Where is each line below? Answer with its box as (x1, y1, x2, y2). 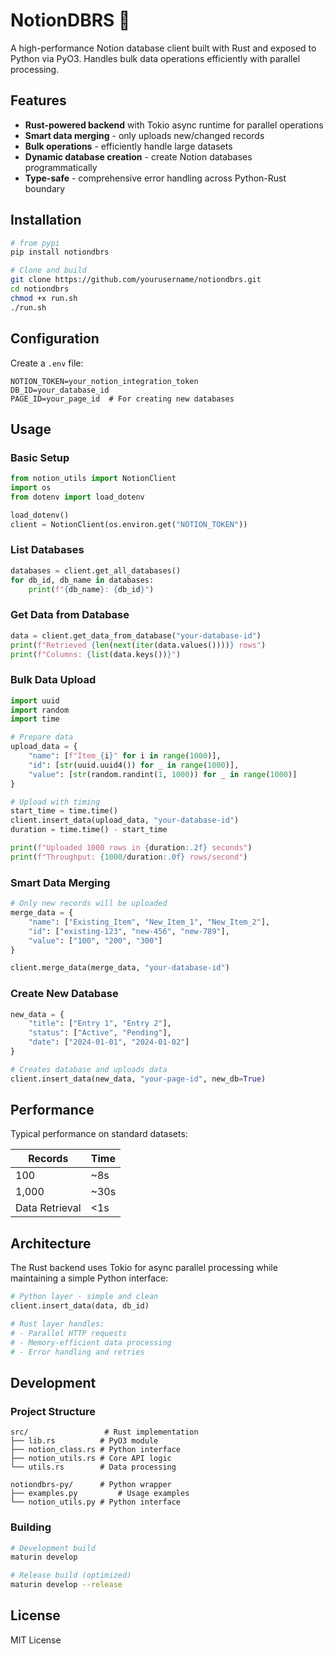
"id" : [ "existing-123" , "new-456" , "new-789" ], (28, 926, 230, 936)
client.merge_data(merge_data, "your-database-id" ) (10, 963, 230, 973)
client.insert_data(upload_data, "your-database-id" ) (10, 815, 240, 826)
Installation (10, 212, 82, 229)
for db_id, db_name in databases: (10, 575, 155, 585)
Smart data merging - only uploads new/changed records (24, 129, 265, 141)
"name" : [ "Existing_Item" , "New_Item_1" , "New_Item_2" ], (28, 917, 271, 927)
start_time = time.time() (10, 806, 118, 816)
